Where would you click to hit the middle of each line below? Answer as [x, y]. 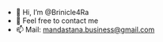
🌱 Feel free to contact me [57, 21]
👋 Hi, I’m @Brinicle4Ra [52, 12]
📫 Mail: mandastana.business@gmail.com [85, 29]
